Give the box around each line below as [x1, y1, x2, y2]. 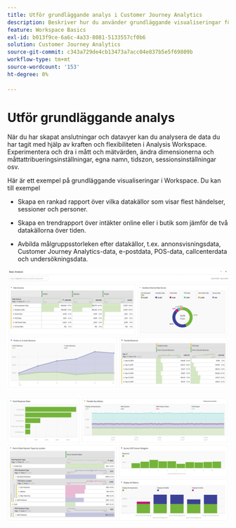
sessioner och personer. [17, 205, 88, 214]
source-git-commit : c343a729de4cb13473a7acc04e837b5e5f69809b [7, 49, 193, 56]
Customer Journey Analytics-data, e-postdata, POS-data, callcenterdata [17, 247, 228, 256]
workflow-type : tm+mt [7, 56, 71, 63]
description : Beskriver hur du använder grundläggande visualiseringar [7, 18, 221, 26]
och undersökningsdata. [17, 254, 88, 264]
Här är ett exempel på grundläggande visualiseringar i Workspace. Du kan [7, 176, 221, 185]
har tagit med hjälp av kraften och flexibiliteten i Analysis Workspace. [7, 140, 207, 149]
